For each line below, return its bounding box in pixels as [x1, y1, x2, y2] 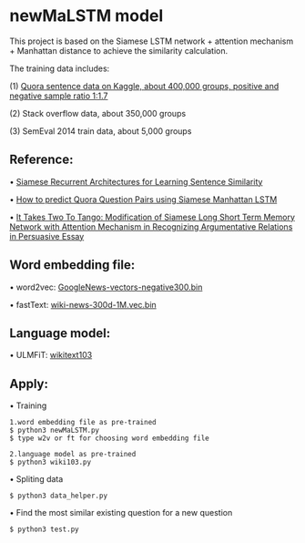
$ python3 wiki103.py [9, 457, 92, 467]
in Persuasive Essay [9, 231, 85, 241]
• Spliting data [9, 474, 64, 485]
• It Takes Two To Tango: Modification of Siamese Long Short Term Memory [9, 211, 296, 222]
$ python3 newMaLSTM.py [9, 425, 100, 435]
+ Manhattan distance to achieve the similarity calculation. [9, 45, 229, 56]
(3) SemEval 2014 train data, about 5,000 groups [9, 125, 192, 137]
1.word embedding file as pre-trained [9, 418, 157, 427]
